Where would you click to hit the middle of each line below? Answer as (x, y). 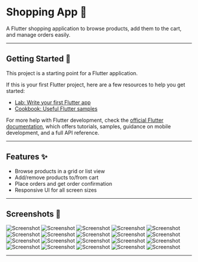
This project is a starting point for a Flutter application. (72, 73)
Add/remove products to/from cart (57, 177)
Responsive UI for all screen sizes (56, 190)
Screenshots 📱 (34, 214)
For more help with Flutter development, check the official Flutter (85, 120)
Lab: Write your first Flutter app (53, 102)
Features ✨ (27, 157)
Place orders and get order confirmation (63, 183)
